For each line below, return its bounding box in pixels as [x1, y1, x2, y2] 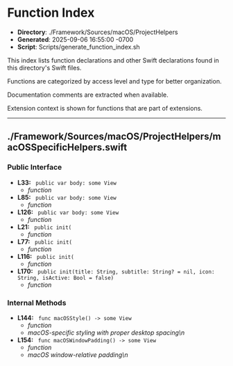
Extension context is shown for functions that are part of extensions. [7, 104, 203, 112]
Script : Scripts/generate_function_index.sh [17, 42, 140, 51]
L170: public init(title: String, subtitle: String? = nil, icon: [17, 266, 215, 276]
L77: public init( [17, 237, 73, 246]
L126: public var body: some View [17, 207, 119, 216]
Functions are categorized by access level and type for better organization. [7, 77, 222, 85]
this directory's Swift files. [7, 63, 82, 72]
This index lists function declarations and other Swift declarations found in [7, 56, 220, 64]
